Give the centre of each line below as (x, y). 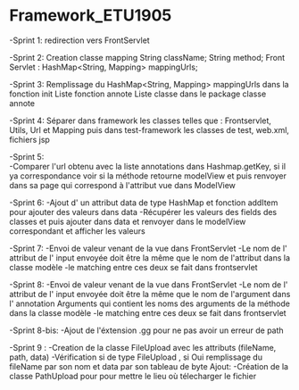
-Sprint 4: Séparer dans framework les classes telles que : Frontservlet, (141, 120)
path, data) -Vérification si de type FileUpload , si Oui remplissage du (136, 357)
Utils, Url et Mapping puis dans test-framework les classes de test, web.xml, (149, 129)
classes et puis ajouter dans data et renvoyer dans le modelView (128, 221)
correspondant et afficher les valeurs (77, 231)
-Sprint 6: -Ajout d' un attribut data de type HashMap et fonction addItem (144, 203)
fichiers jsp (30, 139)
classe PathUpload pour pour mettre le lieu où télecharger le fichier (133, 376)
